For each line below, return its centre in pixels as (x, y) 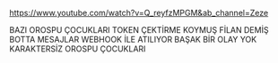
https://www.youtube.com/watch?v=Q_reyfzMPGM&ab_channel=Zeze (139, 13)
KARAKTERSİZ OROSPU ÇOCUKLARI (78, 49)
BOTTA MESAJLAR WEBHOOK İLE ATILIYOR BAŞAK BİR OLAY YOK (133, 39)
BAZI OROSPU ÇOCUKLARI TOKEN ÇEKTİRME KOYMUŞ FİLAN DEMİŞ (139, 30)
